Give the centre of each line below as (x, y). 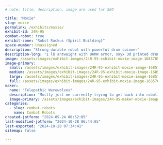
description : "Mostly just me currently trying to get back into (77, 95)
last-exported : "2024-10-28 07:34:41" (44, 126)
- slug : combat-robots (32, 108)
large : (16, 77)
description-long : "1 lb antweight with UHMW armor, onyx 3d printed (77, 54)
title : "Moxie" (20, 18)
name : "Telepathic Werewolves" (41, 90)
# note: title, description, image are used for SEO (59, 9)
